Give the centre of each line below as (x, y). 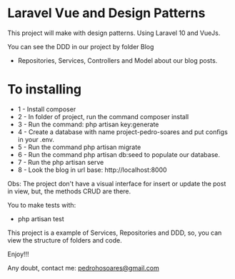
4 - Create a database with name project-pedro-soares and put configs (123, 132)
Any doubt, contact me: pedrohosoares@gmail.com (83, 268)
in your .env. (36, 139)
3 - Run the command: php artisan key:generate (88, 124)
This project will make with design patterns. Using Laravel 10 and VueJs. (114, 33)
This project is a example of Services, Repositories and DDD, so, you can (115, 233)
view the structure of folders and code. (65, 240)
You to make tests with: (42, 205)
